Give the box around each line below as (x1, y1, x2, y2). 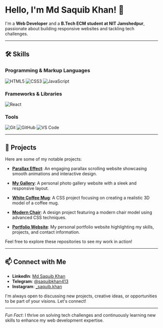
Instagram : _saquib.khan (12, 283, 62, 289)
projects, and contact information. (12, 229, 80, 235)
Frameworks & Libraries (5, 90, 62, 97)
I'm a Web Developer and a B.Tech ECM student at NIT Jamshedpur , (5, 20, 145, 26)
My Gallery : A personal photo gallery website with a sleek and (12, 180, 137, 186)
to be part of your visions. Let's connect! (5, 298, 86, 304)
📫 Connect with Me (5, 258, 66, 266)
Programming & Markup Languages (5, 67, 91, 74)
